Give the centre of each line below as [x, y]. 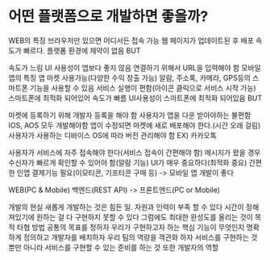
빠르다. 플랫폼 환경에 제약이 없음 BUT [82, 50]
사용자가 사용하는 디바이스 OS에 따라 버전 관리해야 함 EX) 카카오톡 [113, 135]
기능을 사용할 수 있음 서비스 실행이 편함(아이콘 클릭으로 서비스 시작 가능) [143, 88]
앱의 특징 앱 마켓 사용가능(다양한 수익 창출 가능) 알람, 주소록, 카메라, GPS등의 [130, 78]
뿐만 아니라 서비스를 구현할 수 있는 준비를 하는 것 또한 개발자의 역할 [114, 247]
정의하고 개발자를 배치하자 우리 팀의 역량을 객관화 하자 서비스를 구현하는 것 [140, 237]
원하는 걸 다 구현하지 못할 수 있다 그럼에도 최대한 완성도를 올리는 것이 [145, 217]
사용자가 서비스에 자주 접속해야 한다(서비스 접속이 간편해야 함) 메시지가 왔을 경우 [135, 152]
